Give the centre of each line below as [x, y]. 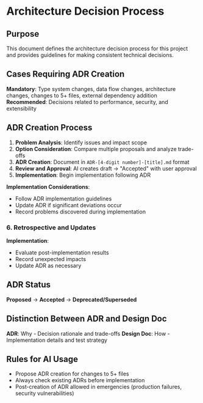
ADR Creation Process [49, 128]
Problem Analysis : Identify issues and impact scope [81, 142]
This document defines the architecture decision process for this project [97, 48]
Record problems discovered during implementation [80, 212]
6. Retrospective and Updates [51, 227]
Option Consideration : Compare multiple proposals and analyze [96, 149]
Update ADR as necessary [48, 265]
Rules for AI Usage [42, 359]
